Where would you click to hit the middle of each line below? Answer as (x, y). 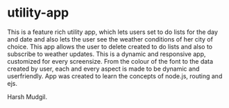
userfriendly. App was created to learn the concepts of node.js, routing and (115, 76)
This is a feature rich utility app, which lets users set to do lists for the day (113, 32)
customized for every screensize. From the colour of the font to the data (110, 61)
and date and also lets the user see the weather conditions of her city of (110, 39)
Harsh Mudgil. (27, 97)
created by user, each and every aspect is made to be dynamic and (103, 69)
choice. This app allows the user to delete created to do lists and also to (110, 46)
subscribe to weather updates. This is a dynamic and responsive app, (107, 54)
